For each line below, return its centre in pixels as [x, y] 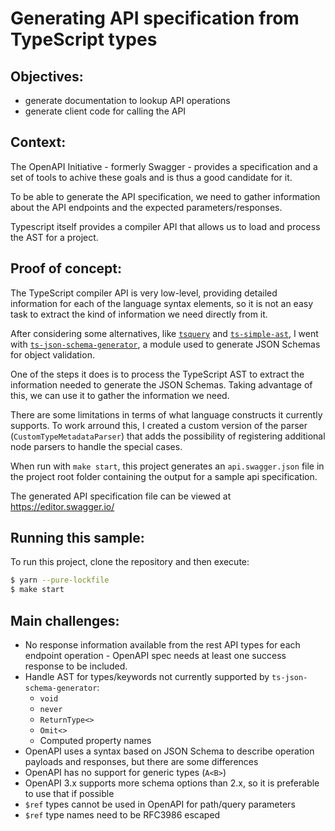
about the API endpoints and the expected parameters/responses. [146, 207]
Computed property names [95, 740]
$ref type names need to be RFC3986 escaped [122, 815]
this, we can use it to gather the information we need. [120, 395]
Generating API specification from [155, 18]
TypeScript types [84, 39]
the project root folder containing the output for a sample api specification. [164, 476]
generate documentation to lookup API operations [127, 100]
